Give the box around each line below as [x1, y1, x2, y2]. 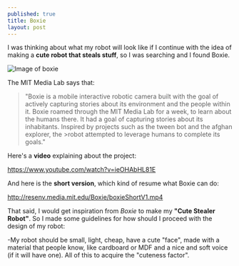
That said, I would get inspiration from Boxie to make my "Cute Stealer [7, 207, 215, 215]
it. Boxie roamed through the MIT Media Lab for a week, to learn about [24, 108, 232, 116]
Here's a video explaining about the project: [7, 151, 137, 160]
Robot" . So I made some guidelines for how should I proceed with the [7, 215, 213, 223]
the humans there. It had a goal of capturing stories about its [24, 115, 203, 123]
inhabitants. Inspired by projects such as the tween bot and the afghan [24, 123, 233, 131]
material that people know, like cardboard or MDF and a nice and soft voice [7, 243, 228, 252]
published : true [7, 10, 56, 18]
